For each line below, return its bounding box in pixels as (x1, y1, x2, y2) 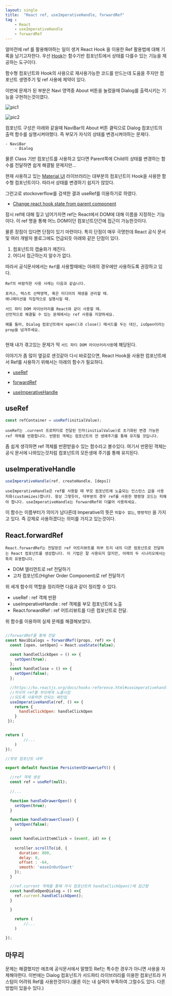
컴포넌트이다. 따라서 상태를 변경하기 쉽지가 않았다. (14, 180, 115, 185)
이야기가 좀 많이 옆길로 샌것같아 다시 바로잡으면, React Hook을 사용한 (5, 353, 144, 358)
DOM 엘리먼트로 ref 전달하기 (12, 566, 71, 572)
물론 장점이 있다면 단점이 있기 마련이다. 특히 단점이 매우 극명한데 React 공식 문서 (5, 229, 166, 235)
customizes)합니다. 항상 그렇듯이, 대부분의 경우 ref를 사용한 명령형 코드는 (14, 494, 158, 499)
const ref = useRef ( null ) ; (10, 779, 68, 785)
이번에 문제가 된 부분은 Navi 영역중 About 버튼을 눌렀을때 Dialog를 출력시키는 (5, 88, 161, 93)
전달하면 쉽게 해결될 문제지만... (14, 162, 77, 168)
